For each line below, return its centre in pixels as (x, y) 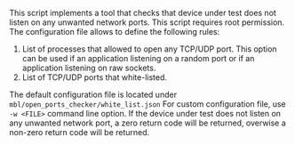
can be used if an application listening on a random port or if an (138, 58)
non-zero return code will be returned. (80, 132)
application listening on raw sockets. (89, 68)
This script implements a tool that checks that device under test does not (143, 13)
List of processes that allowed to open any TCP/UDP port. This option (149, 49)
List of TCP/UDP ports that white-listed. (94, 77)
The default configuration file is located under (93, 94)
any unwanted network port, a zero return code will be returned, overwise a (147, 123)
